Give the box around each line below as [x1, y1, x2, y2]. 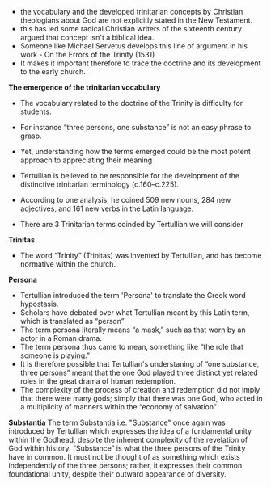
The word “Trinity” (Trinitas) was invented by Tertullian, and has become [19, 250, 262, 260]
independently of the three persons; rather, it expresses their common [8, 460, 243, 470]
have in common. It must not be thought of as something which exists [8, 452, 240, 461]
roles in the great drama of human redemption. [19, 376, 176, 386]
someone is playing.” [19, 351, 91, 360]
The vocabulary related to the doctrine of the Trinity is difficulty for [19, 99, 243, 107]
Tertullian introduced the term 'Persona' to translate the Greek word [19, 291, 247, 300]
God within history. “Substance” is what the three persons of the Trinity [8, 443, 246, 453]
